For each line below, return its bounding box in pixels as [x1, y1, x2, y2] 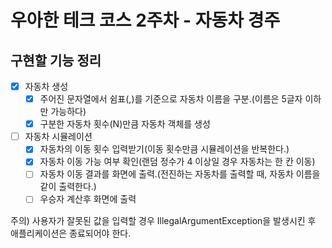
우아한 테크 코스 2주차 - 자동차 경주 [10, 9, 281, 32]
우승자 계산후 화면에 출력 [39, 193, 137, 205]
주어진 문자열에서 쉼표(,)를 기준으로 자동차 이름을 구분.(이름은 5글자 [39, 93, 303, 105]
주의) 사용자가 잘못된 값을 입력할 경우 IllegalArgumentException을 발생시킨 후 [10, 214, 317, 226]
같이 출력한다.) [39, 181, 97, 193]
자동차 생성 [24, 81, 69, 92]
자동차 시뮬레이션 [24, 131, 93, 143]
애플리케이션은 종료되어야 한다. [10, 227, 132, 239]
